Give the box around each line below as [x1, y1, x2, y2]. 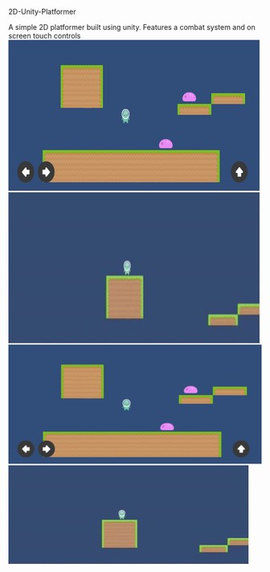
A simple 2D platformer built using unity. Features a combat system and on [8, 23, 256, 31]
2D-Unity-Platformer [8, 7, 76, 16]
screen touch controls [8, 31, 81, 40]
